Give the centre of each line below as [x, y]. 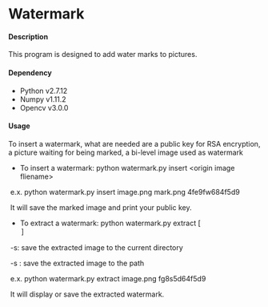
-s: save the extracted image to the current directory [97, 247]
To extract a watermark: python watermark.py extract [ [110, 223]
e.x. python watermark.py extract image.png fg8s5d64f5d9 [108, 278]
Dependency [30, 72]
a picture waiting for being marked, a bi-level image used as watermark [126, 152]
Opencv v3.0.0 [44, 107]
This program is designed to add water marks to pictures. [103, 55]
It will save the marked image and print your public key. [101, 207]
